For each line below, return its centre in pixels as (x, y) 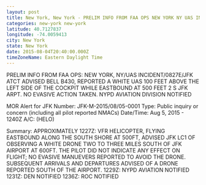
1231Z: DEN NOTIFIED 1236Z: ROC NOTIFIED (63, 176)
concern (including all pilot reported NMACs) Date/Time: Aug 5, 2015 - (95, 112)
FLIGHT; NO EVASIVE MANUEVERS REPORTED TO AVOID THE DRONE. (96, 157)
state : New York (27, 46)
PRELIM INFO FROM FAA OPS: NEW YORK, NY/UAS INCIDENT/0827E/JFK (100, 74)
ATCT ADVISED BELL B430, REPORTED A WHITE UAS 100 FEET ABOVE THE (103, 81)
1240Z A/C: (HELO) (31, 119)
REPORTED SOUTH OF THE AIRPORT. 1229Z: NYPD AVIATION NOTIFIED (98, 170)
